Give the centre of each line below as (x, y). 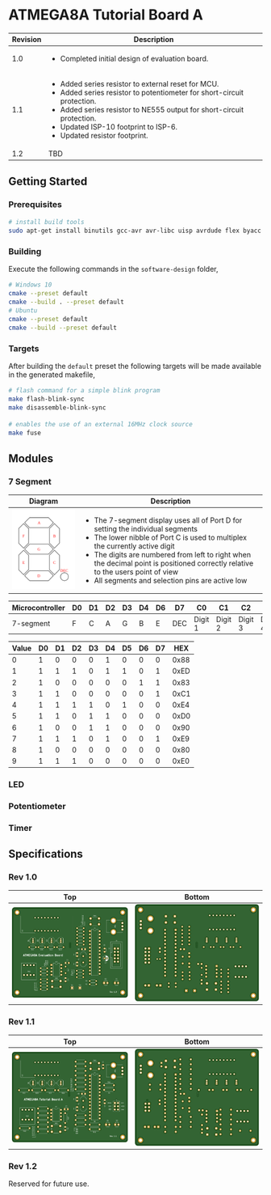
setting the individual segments (146, 528)
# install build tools (46, 222)
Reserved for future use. (49, 1184)
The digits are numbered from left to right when (173, 554)
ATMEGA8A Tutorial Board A (106, 15)
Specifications (46, 854)
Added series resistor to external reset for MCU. (140, 83)
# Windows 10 (30, 285)
